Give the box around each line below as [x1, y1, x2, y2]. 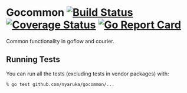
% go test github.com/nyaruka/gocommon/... [6, 81, 115, 87]
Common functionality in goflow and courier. [6, 37, 114, 44]
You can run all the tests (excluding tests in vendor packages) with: [6, 70, 169, 77]
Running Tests [6, 54, 60, 64]
